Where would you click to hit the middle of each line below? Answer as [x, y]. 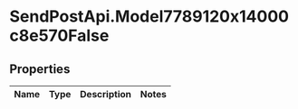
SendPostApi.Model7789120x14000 [149, 17]
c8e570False [59, 36]
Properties [40, 69]
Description [106, 94]
